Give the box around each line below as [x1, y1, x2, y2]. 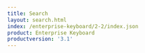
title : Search [7, 10, 49, 17]
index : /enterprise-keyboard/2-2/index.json [7, 23, 139, 30]
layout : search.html [7, 17, 68, 23]
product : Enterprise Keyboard [7, 29, 96, 36]
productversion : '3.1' [7, 36, 73, 43]
